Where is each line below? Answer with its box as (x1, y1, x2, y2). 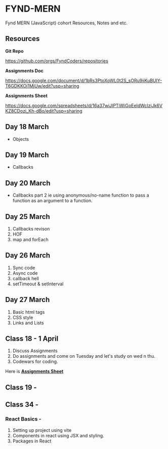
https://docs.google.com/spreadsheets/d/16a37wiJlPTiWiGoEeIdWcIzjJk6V (5, 102, 163, 108)
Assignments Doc (5, 67, 44, 73)
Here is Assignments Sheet (5, 368, 64, 375)
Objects (12, 136, 29, 142)
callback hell (12, 275, 39, 281)
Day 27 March (5, 295, 50, 304)
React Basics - (5, 416, 41, 423)
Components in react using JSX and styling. (12, 432, 105, 438)
